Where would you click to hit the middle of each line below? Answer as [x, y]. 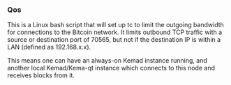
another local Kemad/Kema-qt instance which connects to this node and [111, 68]
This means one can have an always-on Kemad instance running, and [107, 61]
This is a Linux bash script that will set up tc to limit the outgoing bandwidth [116, 25]
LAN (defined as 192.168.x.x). [49, 47]
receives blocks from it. [41, 75]
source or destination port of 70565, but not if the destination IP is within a [114, 40]
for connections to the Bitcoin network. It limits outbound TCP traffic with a [115, 32]
